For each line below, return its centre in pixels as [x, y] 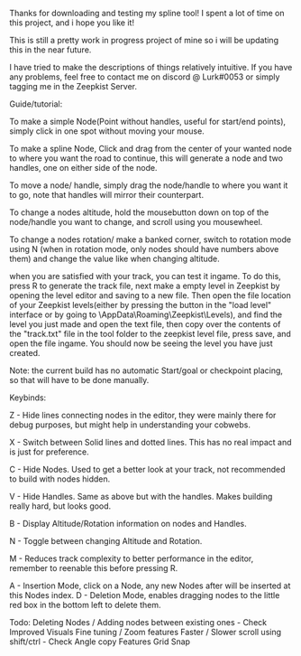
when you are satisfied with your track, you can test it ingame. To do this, [145, 276]
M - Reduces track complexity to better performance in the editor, [132, 558]
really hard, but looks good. [60, 506]
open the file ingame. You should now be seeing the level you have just [141, 343]
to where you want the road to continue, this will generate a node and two [146, 158]
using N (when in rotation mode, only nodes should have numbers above [144, 249]
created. [25, 353]
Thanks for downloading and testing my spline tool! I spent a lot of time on [147, 13]
